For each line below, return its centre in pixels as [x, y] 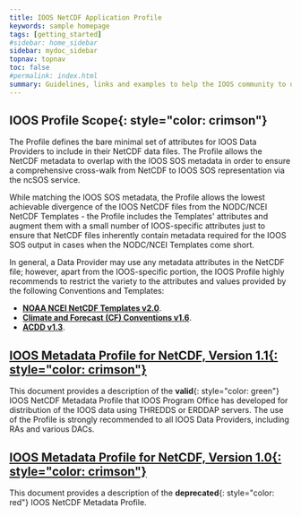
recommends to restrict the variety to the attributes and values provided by [148, 281]
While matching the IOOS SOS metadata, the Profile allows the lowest [138, 197]
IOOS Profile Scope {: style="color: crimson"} [138, 120]
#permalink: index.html [54, 76]
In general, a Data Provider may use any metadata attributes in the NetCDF [147, 262]
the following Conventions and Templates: [87, 291]
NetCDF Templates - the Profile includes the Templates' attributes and [139, 217]
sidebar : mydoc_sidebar [54, 51]
